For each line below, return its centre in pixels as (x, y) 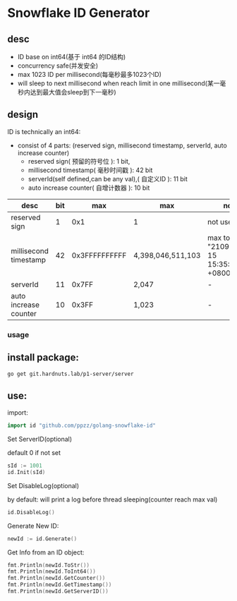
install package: (43, 358)
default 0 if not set (34, 453)
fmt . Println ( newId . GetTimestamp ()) (60, 585)
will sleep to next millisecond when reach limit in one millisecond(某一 (119, 83)
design (23, 115)
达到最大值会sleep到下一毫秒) (73, 92)
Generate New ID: (33, 526)
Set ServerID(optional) (40, 439)
